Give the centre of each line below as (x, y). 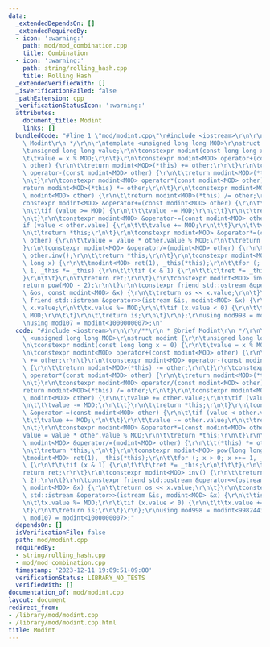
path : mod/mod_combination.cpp (75, 46)
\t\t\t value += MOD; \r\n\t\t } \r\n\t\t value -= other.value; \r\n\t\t (140, 421)
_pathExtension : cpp (50, 98)
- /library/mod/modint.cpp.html (62, 622)
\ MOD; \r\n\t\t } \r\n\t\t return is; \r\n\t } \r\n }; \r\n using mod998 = (138, 315)
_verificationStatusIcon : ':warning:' (81, 106)
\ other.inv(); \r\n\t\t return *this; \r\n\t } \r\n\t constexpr (125, 255)
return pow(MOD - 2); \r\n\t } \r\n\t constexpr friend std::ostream (135, 286)
